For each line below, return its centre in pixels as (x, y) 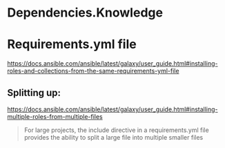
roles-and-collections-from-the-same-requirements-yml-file (93, 71)
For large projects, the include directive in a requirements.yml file (116, 130)
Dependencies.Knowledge (85, 13)
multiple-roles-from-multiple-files (55, 116)
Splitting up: (34, 92)
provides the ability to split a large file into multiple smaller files (114, 137)
